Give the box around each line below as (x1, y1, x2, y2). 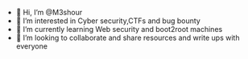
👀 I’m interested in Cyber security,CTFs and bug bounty (15, 16, 201, 26)
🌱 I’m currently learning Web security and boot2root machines (15, 25, 223, 33)
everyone (15, 41, 48, 51)
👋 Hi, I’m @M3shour (15, 8, 83, 17)
